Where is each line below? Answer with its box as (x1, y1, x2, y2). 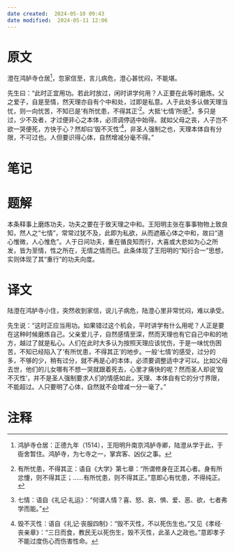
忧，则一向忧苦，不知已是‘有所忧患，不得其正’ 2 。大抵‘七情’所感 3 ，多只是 (7, 106, 216, 115)
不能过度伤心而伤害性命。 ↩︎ (17, 537, 99, 546)
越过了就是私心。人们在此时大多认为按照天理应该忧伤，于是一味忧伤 (19, 339, 215, 347)
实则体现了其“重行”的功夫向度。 (7, 255, 99, 263)
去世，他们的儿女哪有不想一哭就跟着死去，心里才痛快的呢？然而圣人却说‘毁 (7, 365, 224, 374)
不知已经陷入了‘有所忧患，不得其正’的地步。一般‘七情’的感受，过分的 (19, 348, 216, 356)
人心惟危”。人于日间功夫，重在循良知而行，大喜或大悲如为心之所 (31, 237, 219, 245)
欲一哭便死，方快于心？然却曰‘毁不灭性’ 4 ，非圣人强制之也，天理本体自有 (7, 123, 216, 133)
